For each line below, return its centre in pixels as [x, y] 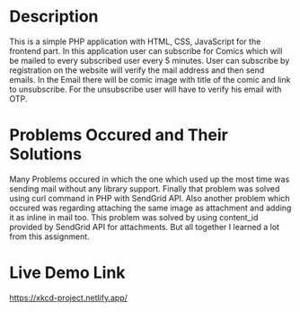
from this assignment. [49, 236]
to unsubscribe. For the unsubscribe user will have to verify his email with [146, 89]
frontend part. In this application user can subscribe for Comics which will [146, 50]
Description [54, 17]
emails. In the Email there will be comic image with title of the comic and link [150, 79]
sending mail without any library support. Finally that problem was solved [145, 188]
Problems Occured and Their [119, 135]
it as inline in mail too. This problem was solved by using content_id [134, 217]
